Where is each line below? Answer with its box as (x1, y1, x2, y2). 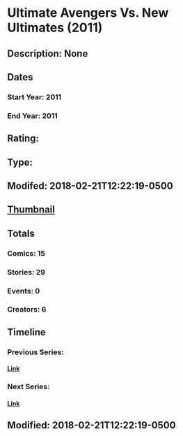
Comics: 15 (7, 248, 45, 258)
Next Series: (7, 382, 50, 392)
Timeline (7, 326, 47, 338)
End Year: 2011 (7, 110, 58, 120)
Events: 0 (7, 286, 40, 296)
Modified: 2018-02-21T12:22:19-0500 (7, 419, 176, 431)
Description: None (7, 48, 88, 59)
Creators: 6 (7, 305, 47, 314)
